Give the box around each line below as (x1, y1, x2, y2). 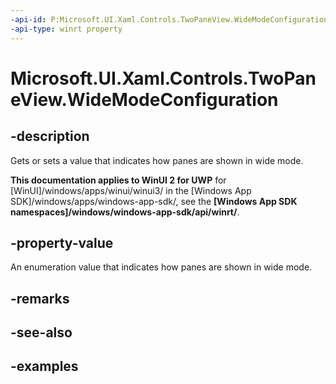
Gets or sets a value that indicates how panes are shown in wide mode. (10, 154, 304, 166)
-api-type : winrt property (10, 24, 123, 34)
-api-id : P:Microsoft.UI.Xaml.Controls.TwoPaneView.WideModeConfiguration (10, 14, 329, 25)
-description (10, 128, 90, 145)
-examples (10, 358, 79, 375)
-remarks (10, 290, 70, 307)
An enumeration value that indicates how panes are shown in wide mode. (10, 261, 313, 273)
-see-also (10, 324, 73, 341)
